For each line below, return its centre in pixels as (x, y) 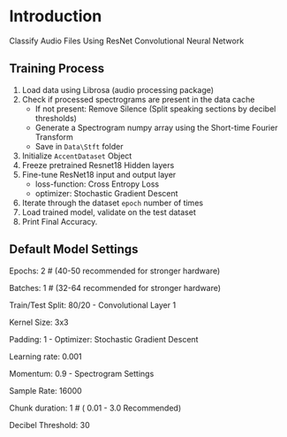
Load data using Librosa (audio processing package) (118, 89)
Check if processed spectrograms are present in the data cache (138, 99)
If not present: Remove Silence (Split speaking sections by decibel (155, 109)
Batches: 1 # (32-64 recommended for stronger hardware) (115, 287)
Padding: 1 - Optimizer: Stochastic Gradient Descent (104, 339)
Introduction (56, 16)
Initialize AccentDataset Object (77, 156)
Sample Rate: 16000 (45, 390)
